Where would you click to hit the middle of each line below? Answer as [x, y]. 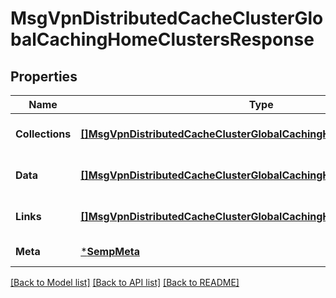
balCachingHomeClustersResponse [162, 39]
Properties [44, 76]
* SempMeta [110, 251]
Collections [43, 134]
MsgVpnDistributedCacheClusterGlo [167, 18]
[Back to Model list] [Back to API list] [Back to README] [125, 282]
